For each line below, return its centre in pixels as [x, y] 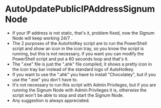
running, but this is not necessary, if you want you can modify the [78, 54]
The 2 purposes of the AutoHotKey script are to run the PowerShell [80, 43]
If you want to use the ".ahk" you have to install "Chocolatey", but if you [84, 74]
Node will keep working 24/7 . [42, 38]
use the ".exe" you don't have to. [45, 80]
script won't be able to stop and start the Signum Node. [68, 95]
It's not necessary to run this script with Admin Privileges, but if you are [84, 85]
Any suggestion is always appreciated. [51, 100]
